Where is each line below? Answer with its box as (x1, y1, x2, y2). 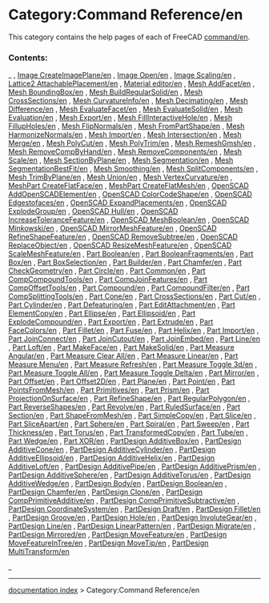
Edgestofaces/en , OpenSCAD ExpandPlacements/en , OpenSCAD (8, 198, 227, 207)
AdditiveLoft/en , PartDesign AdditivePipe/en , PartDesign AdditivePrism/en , (8, 462, 261, 472)
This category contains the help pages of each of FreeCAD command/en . (8, 32, 251, 42)
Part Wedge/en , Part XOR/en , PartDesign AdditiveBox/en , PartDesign (8, 436, 242, 446)
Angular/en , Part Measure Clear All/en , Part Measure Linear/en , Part (8, 351, 239, 361)
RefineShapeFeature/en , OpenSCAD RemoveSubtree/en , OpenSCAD (8, 232, 239, 242)
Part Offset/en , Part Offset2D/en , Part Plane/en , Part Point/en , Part (8, 376, 235, 386)
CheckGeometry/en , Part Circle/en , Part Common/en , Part (8, 266, 206, 275)
